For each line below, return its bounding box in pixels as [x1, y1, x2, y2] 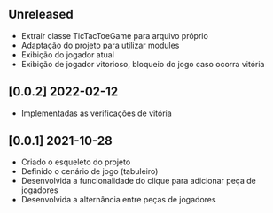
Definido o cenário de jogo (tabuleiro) [20, 166, 159, 177]
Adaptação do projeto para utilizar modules [20, 40, 180, 50]
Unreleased [8, 7, 74, 22]
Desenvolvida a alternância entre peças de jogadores [20, 194, 216, 205]
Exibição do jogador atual [20, 49, 114, 60]
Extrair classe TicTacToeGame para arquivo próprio [20, 30, 209, 41]
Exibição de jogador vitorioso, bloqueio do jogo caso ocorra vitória [20, 58, 265, 69]
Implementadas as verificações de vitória [20, 108, 172, 118]
